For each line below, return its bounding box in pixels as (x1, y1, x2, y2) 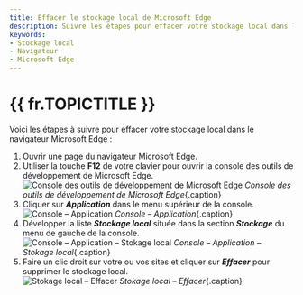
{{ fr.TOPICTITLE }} (9, 94, 156, 115)
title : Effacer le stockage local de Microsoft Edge (9, 13, 212, 23)
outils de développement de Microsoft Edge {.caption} (22, 189, 222, 199)
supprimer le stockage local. (22, 265, 129, 276)
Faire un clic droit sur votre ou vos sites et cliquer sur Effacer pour (22, 256, 271, 267)
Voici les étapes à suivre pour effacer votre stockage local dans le (9, 124, 254, 134)
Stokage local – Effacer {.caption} (119, 275, 243, 286)
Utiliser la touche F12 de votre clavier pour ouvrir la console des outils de (22, 160, 294, 171)
